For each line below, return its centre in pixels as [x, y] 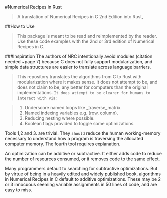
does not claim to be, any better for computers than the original [83, 87]
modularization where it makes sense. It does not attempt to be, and [87, 82]
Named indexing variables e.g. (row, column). [71, 113]
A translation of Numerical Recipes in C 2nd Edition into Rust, [80, 17]
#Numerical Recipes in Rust [34, 7]
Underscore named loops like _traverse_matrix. [73, 108]
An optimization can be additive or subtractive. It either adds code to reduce [84, 154]
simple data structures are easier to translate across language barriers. [78, 67]
